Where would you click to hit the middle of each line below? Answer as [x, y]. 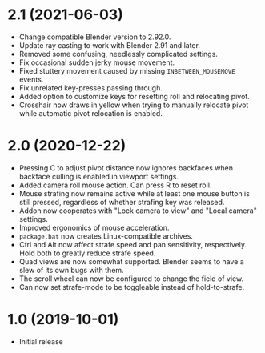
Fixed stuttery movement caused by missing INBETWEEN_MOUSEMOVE [127, 70]
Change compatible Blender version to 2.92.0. [95, 37]
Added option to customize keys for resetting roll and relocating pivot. [134, 96]
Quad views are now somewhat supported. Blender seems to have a [132, 261]
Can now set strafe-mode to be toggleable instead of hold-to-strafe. [132, 287]
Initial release [41, 341]
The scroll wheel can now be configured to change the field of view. [131, 279]
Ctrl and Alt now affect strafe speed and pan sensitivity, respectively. [133, 244]
